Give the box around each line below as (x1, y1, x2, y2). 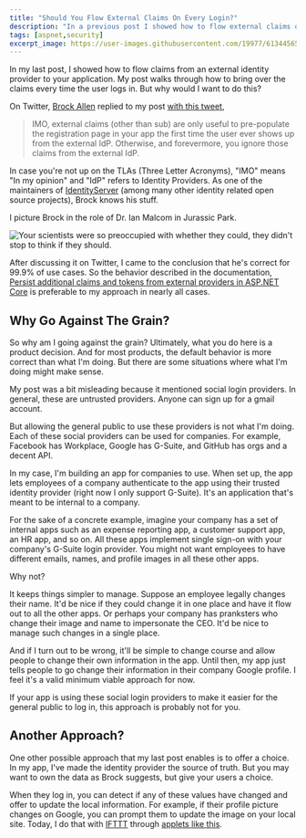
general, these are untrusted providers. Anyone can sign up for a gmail (9, 393, 275, 404)
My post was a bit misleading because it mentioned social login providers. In (9, 384, 296, 395)
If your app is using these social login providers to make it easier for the (9, 692, 279, 703)
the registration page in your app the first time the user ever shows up (31, 129, 295, 140)
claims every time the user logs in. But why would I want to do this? (9, 83, 262, 94)
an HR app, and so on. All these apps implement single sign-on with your (9, 534, 282, 545)
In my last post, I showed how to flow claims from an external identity (9, 64, 270, 75)
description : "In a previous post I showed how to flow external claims (9, 22, 291, 31)
